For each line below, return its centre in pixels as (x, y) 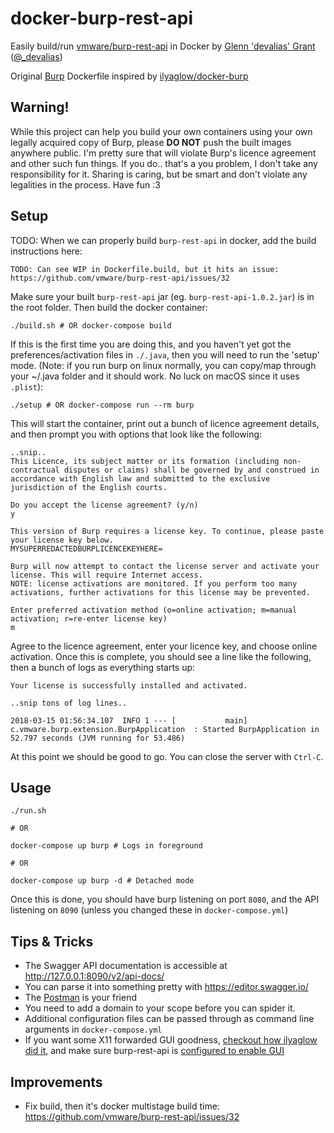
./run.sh (28, 811)
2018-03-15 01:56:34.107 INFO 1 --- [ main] (129, 720)
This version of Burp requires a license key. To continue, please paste (167, 531)
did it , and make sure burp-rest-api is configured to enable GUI (154, 1051)
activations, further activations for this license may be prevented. (160, 592)
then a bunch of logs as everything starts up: (103, 667)
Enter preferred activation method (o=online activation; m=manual (154, 610)
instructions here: (46, 251)
